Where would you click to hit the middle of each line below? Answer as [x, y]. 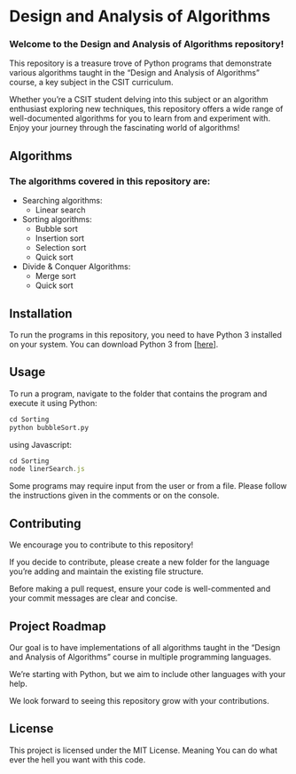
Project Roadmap [58, 626]
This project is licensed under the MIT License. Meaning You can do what [143, 750]
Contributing [45, 523]
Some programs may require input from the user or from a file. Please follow [148, 486]
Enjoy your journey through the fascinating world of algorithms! [125, 128]
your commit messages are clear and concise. [93, 598]
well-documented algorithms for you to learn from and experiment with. [140, 118]
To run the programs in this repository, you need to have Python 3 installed [145, 334]
